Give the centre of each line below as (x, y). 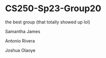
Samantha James (23, 31)
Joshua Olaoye (20, 50)
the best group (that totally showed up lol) (48, 22)
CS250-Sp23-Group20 (53, 9)
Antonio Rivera (20, 41)
